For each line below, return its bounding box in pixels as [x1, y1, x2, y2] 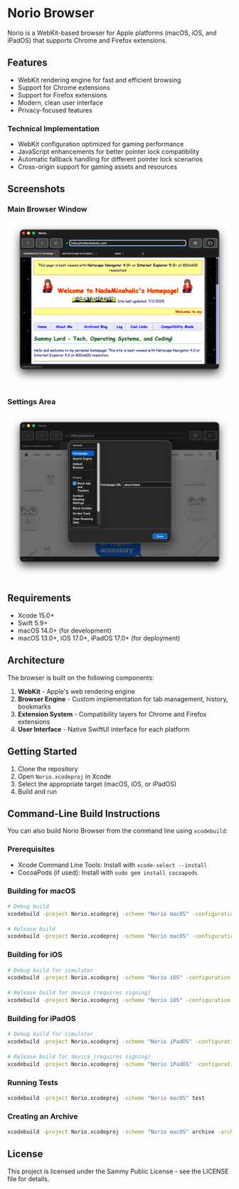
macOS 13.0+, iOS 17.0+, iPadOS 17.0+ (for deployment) [17, 633, 181, 642]
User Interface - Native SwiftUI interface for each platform [17, 724, 190, 734]
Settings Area [7, 397, 56, 407]
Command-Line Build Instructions [7, 808, 161, 820]
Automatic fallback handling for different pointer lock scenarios [17, 155, 203, 164]
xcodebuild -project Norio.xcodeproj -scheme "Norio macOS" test [7, 1094, 205, 1101]
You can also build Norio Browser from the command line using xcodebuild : [7, 827, 228, 835]
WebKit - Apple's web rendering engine [17, 687, 135, 695]
